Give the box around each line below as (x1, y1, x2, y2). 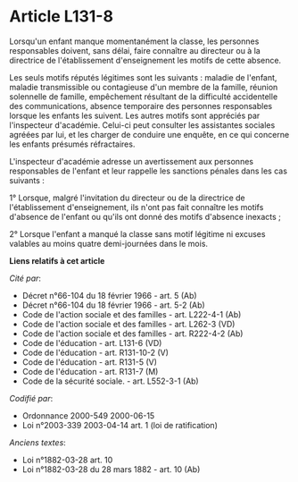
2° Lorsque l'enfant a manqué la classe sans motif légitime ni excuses (9, 228, 266, 239)
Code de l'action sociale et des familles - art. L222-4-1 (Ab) (21, 309, 242, 319)
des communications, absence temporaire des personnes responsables (9, 100, 273, 111)
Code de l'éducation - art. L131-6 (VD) (21, 337, 162, 348)
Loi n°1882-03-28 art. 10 (21, 454, 113, 465)
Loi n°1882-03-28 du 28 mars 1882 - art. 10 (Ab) (21, 463, 201, 475)
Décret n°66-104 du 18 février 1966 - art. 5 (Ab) (21, 290, 198, 300)
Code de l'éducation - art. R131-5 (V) (21, 356, 158, 368)
